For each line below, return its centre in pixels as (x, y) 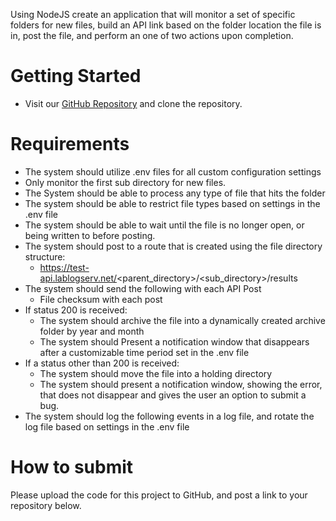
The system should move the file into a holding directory (156, 373)
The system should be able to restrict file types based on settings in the (172, 203)
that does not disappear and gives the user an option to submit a (173, 395)
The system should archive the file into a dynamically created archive (182, 320)
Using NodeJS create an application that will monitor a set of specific (153, 14)
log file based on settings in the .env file (107, 426)
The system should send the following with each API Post (143, 288)
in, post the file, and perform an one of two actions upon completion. (152, 35)
